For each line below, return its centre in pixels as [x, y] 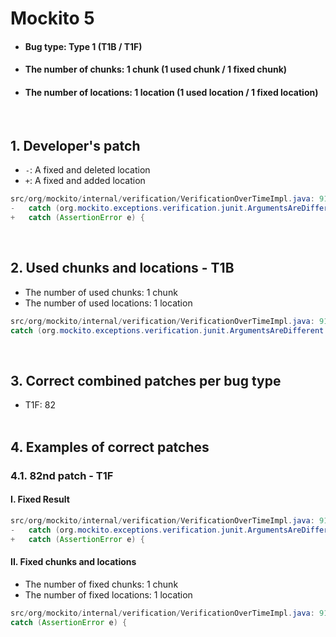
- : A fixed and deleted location [87, 170]
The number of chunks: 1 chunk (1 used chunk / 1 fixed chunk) [156, 69]
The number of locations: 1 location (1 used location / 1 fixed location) [171, 92]
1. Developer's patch [75, 145]
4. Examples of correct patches [110, 447]
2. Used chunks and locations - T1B [122, 268]
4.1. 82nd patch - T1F [62, 475]
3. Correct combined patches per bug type [146, 380]
